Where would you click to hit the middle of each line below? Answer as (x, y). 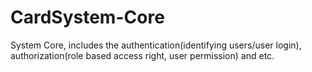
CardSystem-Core (87, 17)
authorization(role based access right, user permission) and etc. (142, 55)
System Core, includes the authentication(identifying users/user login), (156, 45)
